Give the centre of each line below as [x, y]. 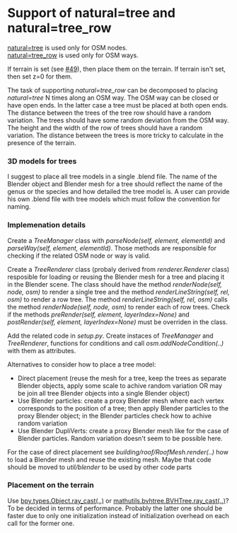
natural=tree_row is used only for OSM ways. [73, 55]
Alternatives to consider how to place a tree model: [82, 364]
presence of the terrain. [42, 142]
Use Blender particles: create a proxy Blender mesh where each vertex [121, 401]
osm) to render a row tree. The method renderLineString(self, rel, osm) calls [117, 299]
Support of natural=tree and [91, 13]
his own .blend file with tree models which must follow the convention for [114, 199]
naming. [19, 207]
